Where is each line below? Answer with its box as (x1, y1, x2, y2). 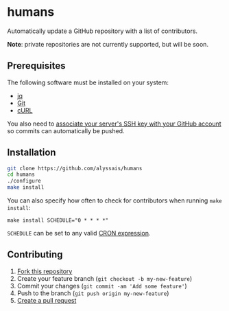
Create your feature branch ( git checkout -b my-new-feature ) (16, 274, 193, 282)
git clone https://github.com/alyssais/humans (7, 165, 143, 172)
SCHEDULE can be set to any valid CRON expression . (7, 229, 151, 238)
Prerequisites (7, 60, 66, 72)
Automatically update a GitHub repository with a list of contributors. (7, 27, 197, 35)
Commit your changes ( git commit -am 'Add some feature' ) (16, 281, 187, 290)
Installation (7, 147, 56, 159)
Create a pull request (16, 296, 77, 304)
